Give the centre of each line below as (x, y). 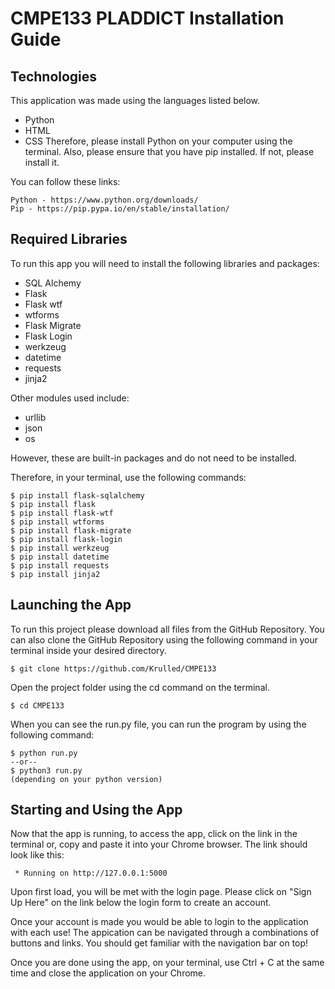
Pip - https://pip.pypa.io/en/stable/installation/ (120, 209)
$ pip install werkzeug (60, 548)
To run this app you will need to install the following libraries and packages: (165, 263)
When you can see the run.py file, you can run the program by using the (158, 724)
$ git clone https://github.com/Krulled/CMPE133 (113, 668)
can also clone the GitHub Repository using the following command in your (164, 639)
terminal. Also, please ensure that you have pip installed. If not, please (169, 151)
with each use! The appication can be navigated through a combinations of (165, 933)
